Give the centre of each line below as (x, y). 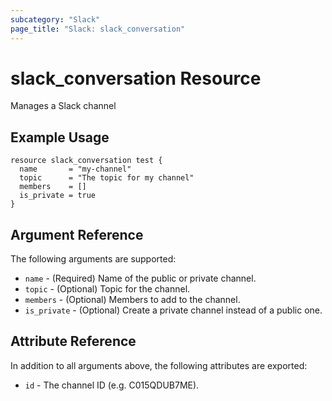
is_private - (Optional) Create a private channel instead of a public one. (173, 310)
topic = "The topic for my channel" (107, 178)
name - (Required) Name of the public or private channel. (140, 278)
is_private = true (58, 196)
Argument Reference (77, 234)
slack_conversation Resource (136, 78)
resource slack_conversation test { (86, 161)
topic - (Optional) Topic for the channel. (107, 289)
